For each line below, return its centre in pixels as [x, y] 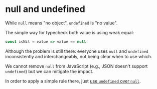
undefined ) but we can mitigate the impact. [49, 71]
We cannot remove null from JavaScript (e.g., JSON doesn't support [76, 66]
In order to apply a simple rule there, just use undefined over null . [73, 81]
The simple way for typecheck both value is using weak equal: [70, 32]
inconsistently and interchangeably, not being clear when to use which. [79, 56]
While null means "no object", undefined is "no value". [61, 23]
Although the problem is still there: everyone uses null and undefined [77, 51]
